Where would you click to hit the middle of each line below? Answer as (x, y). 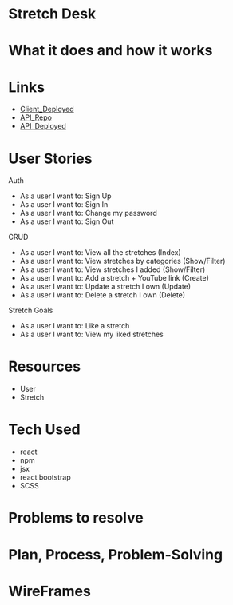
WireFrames (50, 591)
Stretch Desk (52, 14)
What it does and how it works (111, 51)
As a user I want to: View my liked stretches (91, 334)
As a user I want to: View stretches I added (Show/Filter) (113, 269)
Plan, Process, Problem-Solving (116, 554)
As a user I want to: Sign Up (65, 196)
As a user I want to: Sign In (64, 205)
